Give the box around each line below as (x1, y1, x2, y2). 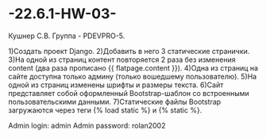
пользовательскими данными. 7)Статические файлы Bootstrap (8, 97, 222, 106)
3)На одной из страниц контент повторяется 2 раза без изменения (8, 55, 236, 64)
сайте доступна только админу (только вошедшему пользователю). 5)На (8, 71, 257, 81)
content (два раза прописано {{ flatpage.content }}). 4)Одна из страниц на (8, 63, 259, 72)
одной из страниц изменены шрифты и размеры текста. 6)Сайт (8, 80, 224, 90)
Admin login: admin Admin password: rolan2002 (8, 121, 166, 130)
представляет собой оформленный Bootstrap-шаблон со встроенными (8, 88, 250, 98)
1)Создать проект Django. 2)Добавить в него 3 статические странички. (8, 46, 250, 56)
